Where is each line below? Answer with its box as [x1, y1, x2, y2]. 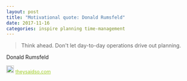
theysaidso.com [15, 68, 51, 75]
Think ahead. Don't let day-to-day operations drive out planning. [21, 42, 182, 49]
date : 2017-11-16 [6, 20, 50, 26]
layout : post [6, 8, 39, 15]
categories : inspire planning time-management [6, 25, 125, 32]
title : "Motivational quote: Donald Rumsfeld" [6, 14, 125, 20]
